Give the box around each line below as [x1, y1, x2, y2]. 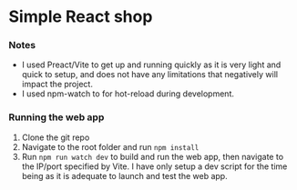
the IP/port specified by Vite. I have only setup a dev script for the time [21, 161, 288, 172]
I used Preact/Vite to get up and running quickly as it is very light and [21, 59, 282, 70]
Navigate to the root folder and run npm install [21, 141, 200, 152]
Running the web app [8, 111, 105, 124]
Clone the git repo [21, 132, 90, 143]
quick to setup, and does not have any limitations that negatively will [21, 69, 279, 80]
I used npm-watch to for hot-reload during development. [21, 88, 234, 99]
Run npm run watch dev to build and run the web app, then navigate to [21, 151, 284, 162]
